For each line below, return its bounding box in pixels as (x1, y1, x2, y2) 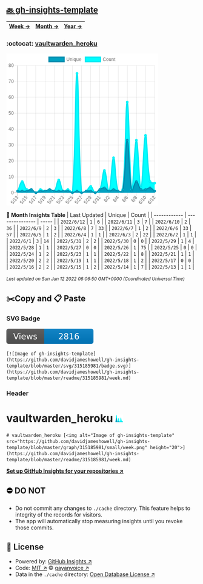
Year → (64, 22, 83, 30)
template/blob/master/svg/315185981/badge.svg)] (6, 363, 131, 369)
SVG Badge (6, 314, 41, 323)
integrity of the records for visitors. (15, 511, 103, 518)
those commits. (15, 524, 54, 531)
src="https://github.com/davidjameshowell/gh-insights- (6, 438, 150, 444)
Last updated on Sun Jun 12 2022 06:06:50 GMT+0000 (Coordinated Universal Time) (6, 276, 185, 282)
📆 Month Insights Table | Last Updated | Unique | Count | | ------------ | (6, 211, 187, 219)
